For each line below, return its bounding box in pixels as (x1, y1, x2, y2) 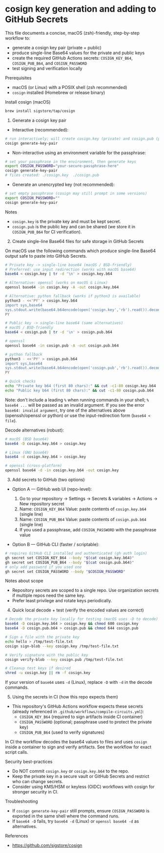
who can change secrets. (12, 779, 63, 785)
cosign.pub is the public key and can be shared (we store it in (12, 223, 136, 229)
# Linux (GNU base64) (5, 450, 49, 455)
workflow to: (5, 35, 30, 41)
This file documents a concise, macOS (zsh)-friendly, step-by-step (5, 30, 140, 36)
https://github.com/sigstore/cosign (12, 842, 82, 849)
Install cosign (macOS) (5, 99, 51, 105)
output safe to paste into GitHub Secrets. (5, 253, 87, 259)
